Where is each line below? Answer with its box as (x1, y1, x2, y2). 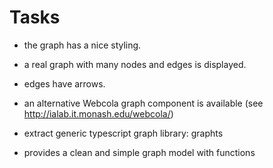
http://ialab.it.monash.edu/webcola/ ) (23, 107, 174, 120)
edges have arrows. (23, 77, 106, 90)
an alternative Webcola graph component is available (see (23, 97, 264, 109)
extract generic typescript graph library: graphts (23, 127, 224, 139)
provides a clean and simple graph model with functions (23, 146, 256, 158)
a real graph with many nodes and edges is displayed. (23, 58, 247, 70)
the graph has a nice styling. (23, 39, 142, 51)
